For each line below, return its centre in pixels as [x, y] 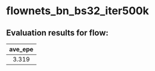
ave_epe [21, 49]
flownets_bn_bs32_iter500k [77, 11]
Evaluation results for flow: [58, 33]
